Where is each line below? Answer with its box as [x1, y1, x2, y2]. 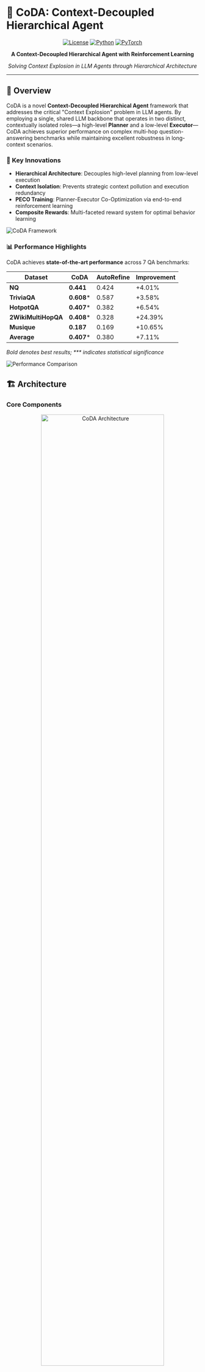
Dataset [24, 273, 48, 282]
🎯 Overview [6, 85, 51, 96]
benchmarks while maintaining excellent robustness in [34, 134, 171, 141]
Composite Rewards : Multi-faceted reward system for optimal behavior [15, 209, 196, 216]
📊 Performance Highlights [6, 242, 87, 251]
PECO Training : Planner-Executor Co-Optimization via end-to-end [15, 196, 182, 203]
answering [6, 134, 33, 141]
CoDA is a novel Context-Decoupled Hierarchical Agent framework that [6, 102, 189, 109]
